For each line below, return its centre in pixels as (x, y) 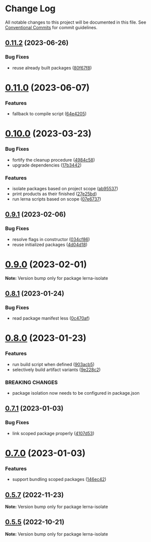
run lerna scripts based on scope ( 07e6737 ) (57, 199)
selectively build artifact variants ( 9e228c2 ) (56, 370)
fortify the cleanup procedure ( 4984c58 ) (53, 160)
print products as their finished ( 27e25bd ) (55, 194)
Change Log (30, 9)
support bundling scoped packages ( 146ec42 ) (59, 479)
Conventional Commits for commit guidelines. (51, 27)
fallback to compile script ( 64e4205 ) (49, 114)
